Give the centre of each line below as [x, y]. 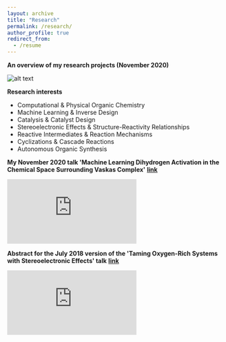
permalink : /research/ [40, 26]
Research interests [35, 92]
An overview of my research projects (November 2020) [88, 65]
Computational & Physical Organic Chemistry [81, 105]
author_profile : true [38, 33]
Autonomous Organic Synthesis [62, 149]
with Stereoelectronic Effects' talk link [63, 261]
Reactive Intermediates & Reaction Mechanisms [85, 134]
